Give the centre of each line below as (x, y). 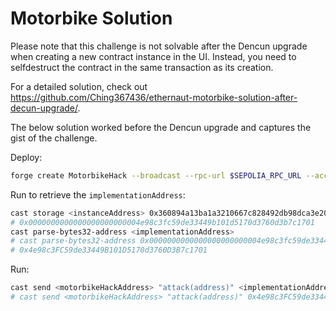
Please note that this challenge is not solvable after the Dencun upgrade (159, 46)
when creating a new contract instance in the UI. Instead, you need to (153, 56)
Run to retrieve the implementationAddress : (98, 194)
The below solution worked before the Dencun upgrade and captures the (161, 127)
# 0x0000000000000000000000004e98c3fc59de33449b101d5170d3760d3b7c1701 (162, 222)
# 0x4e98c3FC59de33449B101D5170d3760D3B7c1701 (109, 250)
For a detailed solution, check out (79, 86)
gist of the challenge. (54, 138)
